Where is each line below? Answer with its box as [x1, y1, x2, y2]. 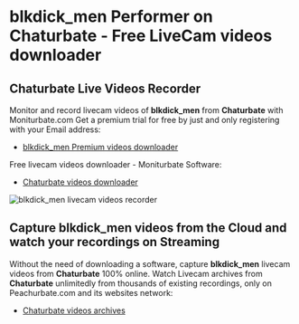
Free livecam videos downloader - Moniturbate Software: [9, 159, 222, 169]
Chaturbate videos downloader [22, 176, 138, 187]
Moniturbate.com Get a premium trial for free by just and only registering [9, 115, 280, 125]
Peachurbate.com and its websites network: [9, 287, 173, 298]
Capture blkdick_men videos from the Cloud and [9, 220, 287, 236]
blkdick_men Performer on [9, 6, 214, 27]
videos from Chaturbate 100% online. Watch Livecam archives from [9, 268, 264, 279]
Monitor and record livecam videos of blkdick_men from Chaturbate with [9, 105, 284, 115]
